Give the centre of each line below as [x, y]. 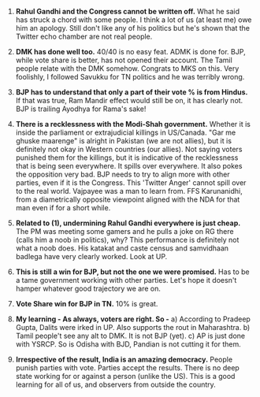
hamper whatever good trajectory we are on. [88, 288]
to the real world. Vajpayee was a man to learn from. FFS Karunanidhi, [129, 191]
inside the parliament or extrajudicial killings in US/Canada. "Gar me [126, 132]
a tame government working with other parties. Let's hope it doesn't [126, 280]
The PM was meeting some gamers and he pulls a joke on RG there [124, 231]
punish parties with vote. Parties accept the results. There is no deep [128, 368]
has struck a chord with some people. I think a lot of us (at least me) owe [134, 20]
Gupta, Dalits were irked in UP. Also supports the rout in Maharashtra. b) [133, 327]
